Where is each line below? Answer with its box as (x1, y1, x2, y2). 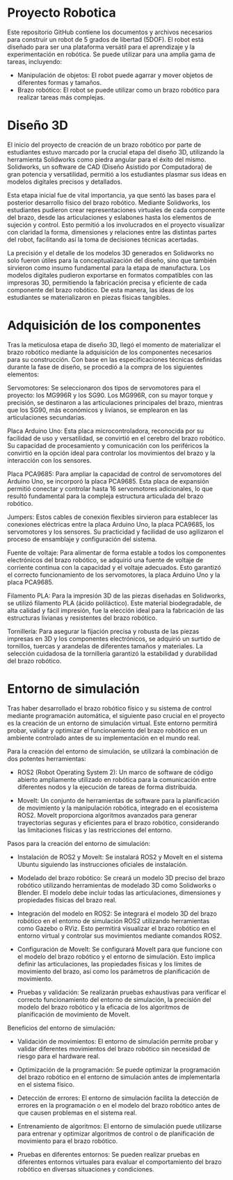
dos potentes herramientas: (7, 754, 87, 763)
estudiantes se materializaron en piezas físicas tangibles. (7, 293, 171, 301)
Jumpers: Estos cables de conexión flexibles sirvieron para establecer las (7, 513, 218, 521)
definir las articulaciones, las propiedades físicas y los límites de (17, 959, 202, 968)
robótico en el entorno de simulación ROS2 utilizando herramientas (17, 916, 210, 925)
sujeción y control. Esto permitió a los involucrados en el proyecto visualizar (7, 221, 225, 229)
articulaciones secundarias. (7, 413, 87, 422)
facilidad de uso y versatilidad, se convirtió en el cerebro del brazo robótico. (7, 433, 226, 442)
